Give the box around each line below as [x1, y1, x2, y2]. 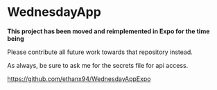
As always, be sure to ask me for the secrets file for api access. [7, 61, 189, 69]
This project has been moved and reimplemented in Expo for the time [7, 27, 210, 35]
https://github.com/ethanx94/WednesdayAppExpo [7, 74, 151, 83]
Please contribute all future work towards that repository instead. [7, 48, 193, 56]
